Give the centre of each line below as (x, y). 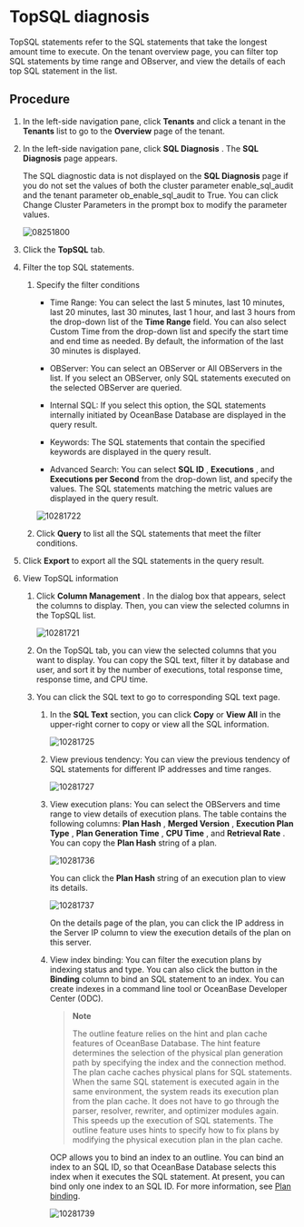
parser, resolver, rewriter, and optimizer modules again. (176, 1111)
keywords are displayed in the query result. (130, 451)
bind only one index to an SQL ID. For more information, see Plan (171, 1186)
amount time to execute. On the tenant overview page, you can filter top (144, 51)
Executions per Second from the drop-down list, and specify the (171, 479)
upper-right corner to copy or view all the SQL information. (159, 724)
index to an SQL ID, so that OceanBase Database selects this (163, 1167)
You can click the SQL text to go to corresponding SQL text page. (158, 697)
